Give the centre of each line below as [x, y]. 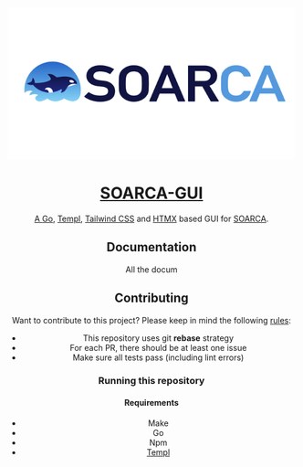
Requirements [151, 403]
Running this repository [151, 381]
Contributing [151, 298]
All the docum [151, 269]
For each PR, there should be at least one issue [158, 347]
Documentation [151, 247]
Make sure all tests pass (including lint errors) [158, 357]
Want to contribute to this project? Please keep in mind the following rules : [151, 320]
